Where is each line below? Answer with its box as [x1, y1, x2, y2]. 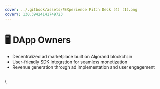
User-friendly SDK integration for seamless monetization [12, 59, 127, 65]
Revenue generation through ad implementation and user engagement [12, 64, 155, 70]
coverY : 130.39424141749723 [5, 12, 63, 17]
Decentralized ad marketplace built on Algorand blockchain [12, 54, 133, 60]
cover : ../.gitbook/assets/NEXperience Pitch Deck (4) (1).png [5, 7, 138, 12]
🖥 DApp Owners [5, 34, 71, 45]
